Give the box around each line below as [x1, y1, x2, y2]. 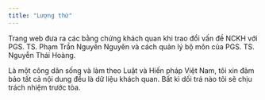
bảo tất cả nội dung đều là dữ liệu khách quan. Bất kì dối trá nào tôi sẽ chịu [8, 74, 252, 83]
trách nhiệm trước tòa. [8, 83, 81, 92]
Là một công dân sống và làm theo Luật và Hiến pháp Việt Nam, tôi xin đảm [8, 65, 255, 75]
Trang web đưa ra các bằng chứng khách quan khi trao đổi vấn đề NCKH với [8, 33, 258, 43]
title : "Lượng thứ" [8, 11, 73, 20]
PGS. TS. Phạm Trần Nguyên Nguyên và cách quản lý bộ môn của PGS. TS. [8, 41, 255, 52]
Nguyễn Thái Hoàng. [8, 50, 76, 60]
